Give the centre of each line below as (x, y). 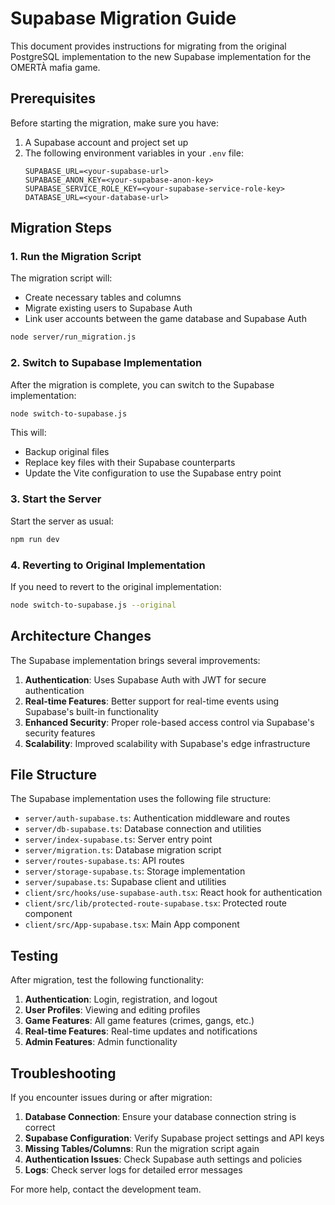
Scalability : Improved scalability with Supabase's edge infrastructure (167, 743)
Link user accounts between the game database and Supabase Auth (165, 319)
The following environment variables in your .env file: (134, 153)
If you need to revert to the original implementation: (116, 586)
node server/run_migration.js (73, 337)
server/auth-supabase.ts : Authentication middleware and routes (157, 818)
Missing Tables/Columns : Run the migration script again (142, 1149)
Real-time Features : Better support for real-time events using (152, 701)
